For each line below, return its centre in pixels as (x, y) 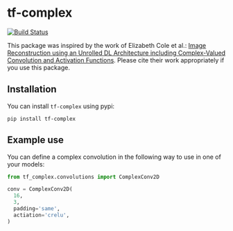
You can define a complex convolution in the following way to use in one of (114, 157)
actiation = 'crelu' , (42, 215)
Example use (36, 140)
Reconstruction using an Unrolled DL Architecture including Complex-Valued (116, 53)
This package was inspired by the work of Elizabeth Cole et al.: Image (107, 45)
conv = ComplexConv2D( (40, 189)
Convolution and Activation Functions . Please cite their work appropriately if (116, 60)
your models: (26, 164)
